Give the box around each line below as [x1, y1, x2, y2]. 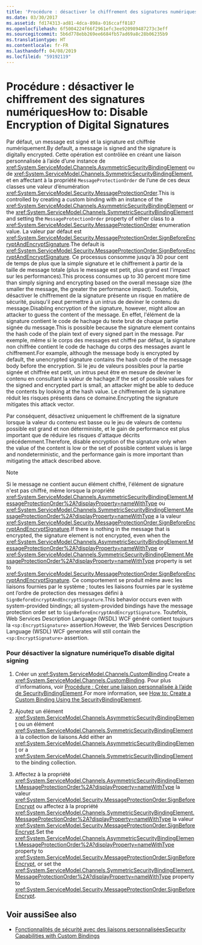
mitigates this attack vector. [6, 400, 75, 407]
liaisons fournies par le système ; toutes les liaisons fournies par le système [6, 583, 194, 590]
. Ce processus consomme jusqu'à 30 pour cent [69, 253, 189, 260]
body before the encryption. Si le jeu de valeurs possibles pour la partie [6, 362, 184, 369]
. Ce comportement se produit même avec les [69, 576, 182, 583]
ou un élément [18, 720, 54, 727]
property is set [155, 557, 192, 564]
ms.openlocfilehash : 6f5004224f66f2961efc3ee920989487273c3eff [6, 25, 168, 32]
